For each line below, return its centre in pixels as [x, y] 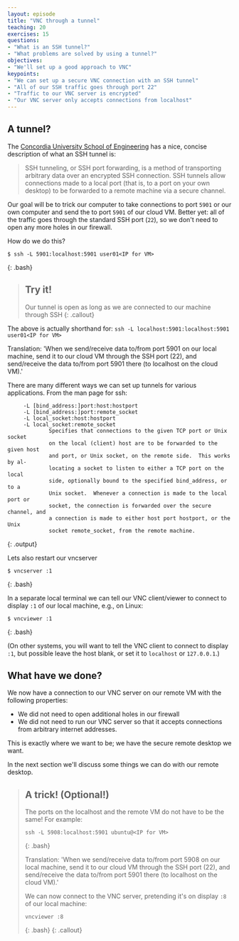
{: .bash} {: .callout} [53, 930]
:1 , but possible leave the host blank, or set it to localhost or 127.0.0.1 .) [114, 653]
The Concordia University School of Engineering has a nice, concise [107, 146]
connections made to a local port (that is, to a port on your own [117, 183]
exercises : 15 [28, 34]
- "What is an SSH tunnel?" [49, 47]
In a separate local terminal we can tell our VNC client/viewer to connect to [117, 598]
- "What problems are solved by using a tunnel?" [83, 54]
